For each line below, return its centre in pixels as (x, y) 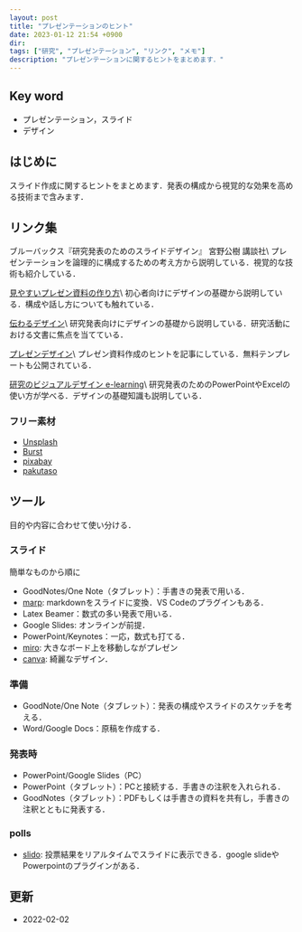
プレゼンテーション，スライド (78, 119)
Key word (37, 96)
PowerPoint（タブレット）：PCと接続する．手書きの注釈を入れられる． (154, 786)
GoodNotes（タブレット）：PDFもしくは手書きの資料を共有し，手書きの (156, 798)
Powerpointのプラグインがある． (83, 865)
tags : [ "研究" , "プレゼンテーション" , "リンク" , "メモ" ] (107, 52)
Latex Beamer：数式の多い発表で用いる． (100, 613)
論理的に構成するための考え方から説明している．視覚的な (178, 262)
